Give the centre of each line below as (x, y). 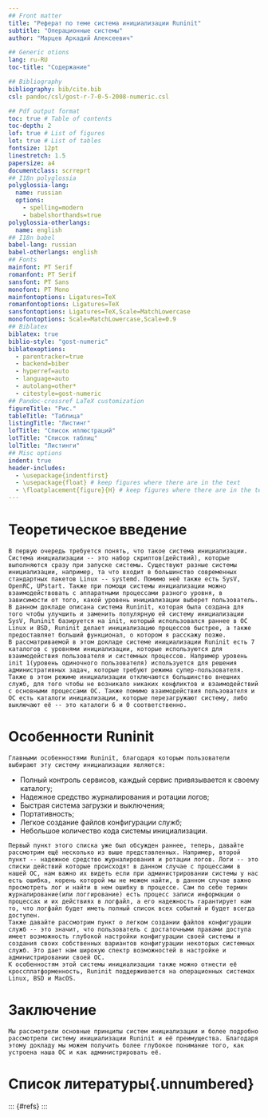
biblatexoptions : (37, 349)
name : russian (39, 193)
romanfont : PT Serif (43, 274)
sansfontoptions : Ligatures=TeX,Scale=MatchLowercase (100, 312)
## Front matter (35, 16)
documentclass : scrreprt (49, 170)
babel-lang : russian (43, 245)
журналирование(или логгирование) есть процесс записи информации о (124, 894)
